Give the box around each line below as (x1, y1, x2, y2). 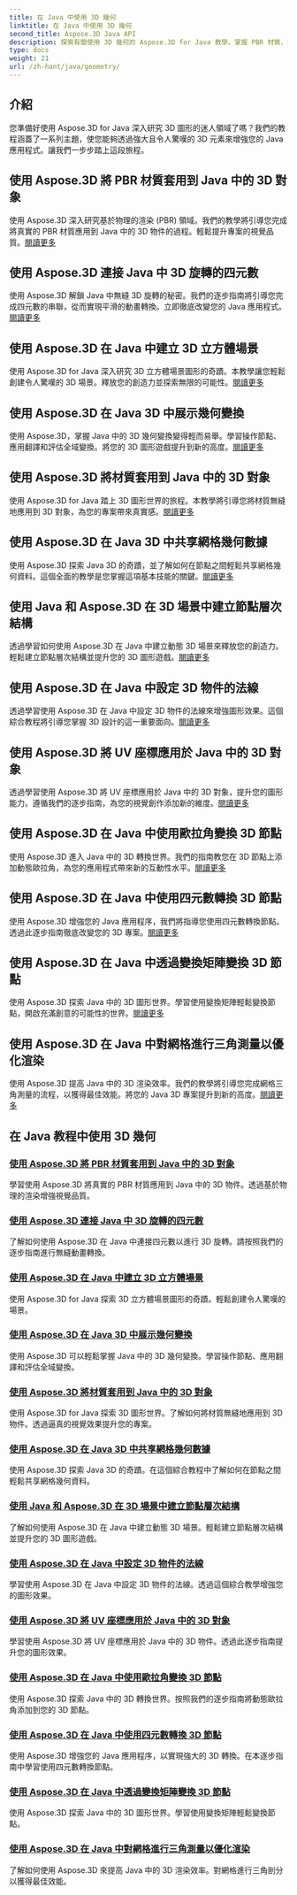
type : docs (9, 46, 49, 55)
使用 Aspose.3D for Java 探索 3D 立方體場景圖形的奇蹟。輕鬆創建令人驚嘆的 (9, 1293, 286, 1304)
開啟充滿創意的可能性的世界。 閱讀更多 (24, 1008, 164, 1018)
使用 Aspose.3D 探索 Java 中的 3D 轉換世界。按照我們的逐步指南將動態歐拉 (9, 1693, 284, 1704)
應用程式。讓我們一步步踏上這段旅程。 (9, 144, 148, 155)
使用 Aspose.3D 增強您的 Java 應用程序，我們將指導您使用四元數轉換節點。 (9, 916, 285, 926)
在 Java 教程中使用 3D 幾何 (9, 1129, 156, 1144)
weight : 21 (9, 54, 49, 63)
